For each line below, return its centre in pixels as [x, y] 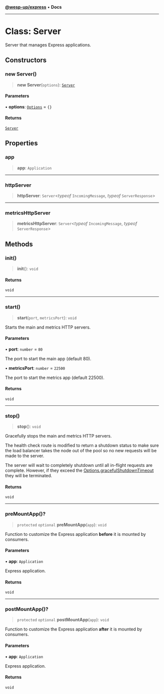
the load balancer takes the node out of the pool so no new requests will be [81, 451]
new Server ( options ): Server [46, 84]
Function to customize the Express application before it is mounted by [76, 534]
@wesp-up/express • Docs [33, 7]
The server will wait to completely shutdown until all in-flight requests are [79, 465]
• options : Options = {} [29, 106]
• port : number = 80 [24, 349]
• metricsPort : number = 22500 [35, 368]
